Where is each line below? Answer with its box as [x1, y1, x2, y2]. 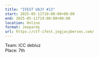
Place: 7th [5, 47, 25, 53]
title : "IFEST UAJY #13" [5, 7, 55, 12]
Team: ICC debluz [5, 43, 41, 48]
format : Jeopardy [5, 25, 40, 30]
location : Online [5, 20, 40, 25]
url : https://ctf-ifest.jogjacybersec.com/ [5, 29, 95, 34]
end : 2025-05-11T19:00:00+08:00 [5, 16, 70, 21]
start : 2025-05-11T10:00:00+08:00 [5, 11, 75, 16]
